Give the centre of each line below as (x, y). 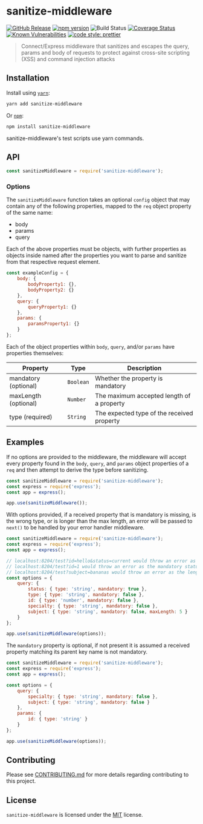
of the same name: (30, 213)
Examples (25, 442)
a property (110, 403)
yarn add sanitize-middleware (44, 104)
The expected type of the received (144, 413)
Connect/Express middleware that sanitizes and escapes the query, (105, 46)
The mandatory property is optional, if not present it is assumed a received (98, 645)
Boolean (78, 382)
